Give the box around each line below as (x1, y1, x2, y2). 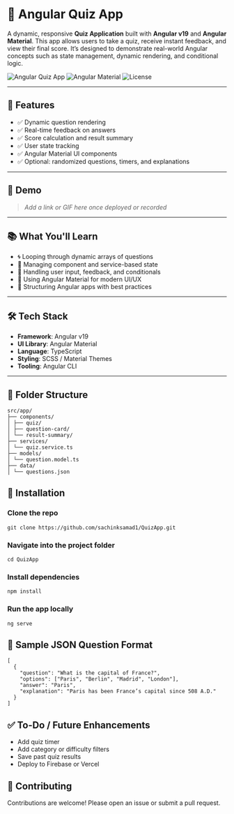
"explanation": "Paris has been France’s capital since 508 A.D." (19, 688, 217, 695)
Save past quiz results (17, 753, 81, 761)
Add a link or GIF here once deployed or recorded (24, 202, 167, 212)
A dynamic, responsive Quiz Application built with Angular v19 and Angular (7, 29, 227, 38)
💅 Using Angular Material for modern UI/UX (17, 275, 141, 283)
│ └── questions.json (7, 468, 70, 475)
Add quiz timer (17, 738, 61, 746)
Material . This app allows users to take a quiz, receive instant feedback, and (7, 36, 226, 45)
